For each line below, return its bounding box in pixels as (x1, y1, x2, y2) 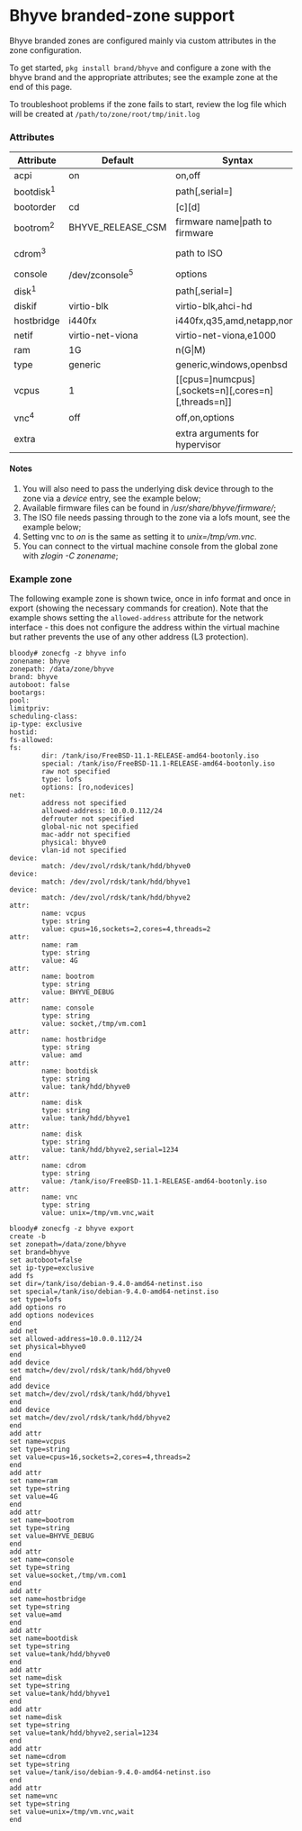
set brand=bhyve (9, 1248, 70, 1257)
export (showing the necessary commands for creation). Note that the (9, 603, 269, 613)
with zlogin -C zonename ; (22, 550, 119, 561)
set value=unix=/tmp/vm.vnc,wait (9, 1808, 135, 1817)
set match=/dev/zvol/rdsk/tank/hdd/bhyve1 (9, 1390, 171, 1399)
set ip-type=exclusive (9, 1264, 94, 1273)
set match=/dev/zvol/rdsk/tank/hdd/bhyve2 (9, 1413, 171, 1423)
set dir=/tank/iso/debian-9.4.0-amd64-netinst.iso (9, 1280, 203, 1289)
